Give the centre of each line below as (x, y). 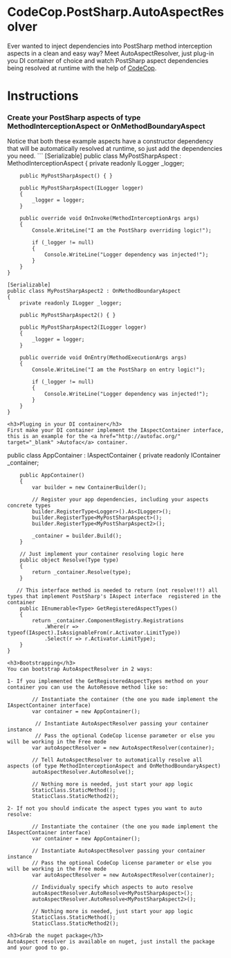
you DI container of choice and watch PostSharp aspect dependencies (108, 60)
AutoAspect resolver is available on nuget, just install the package (111, 942)
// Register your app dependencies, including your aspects (120, 500)
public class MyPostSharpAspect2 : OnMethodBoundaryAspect (94, 291)
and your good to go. (38, 948)
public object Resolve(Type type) (69, 560)
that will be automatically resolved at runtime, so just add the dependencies (115, 149)
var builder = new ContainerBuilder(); (90, 488)
